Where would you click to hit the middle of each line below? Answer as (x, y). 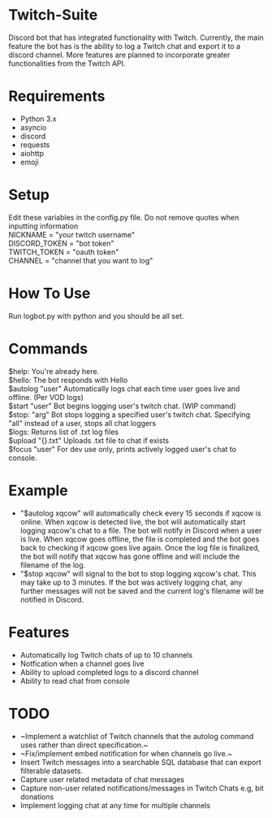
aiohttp (32, 153)
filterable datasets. (52, 771)
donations (37, 796)
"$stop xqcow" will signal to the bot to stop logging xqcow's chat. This (138, 573)
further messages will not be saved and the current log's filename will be (142, 590)
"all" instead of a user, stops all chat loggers (82, 423)
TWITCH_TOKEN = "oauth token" (64, 252)
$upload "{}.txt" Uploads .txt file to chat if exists (89, 440)
